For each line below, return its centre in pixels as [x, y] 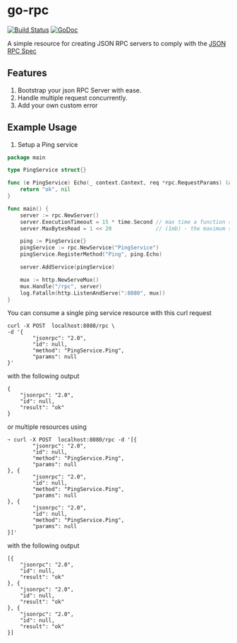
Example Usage [42, 128]
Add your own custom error [57, 105]
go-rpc [28, 10]
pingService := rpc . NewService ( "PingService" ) [90, 248]
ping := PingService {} [53, 241]
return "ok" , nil [45, 189]
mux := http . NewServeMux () [60, 280]
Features [27, 73]
